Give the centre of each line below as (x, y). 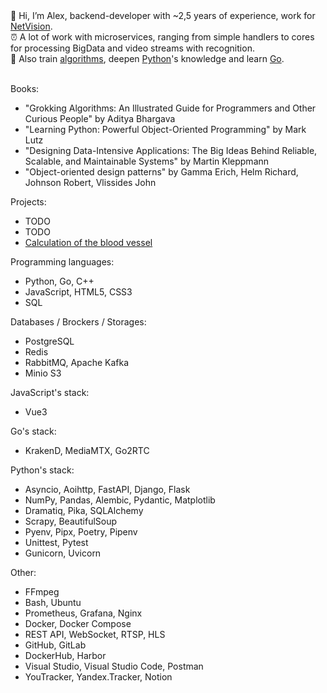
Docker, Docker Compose (78, 623)
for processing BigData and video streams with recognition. (132, 48)
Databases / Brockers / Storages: (78, 322)
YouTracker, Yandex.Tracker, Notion (98, 677)
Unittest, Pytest (56, 542)
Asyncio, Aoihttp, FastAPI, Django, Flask (107, 489)
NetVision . (31, 26)
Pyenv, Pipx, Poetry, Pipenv (81, 532)
